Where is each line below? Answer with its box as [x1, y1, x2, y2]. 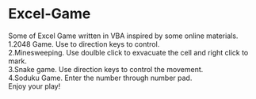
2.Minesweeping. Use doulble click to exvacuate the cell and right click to [8, 48, 249, 57]
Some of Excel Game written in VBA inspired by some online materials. [8, 31, 239, 40]
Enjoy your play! [8, 81, 61, 91]
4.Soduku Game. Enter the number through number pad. [8, 73, 193, 82]
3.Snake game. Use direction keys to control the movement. [8, 64, 204, 74]
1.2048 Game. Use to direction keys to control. [8, 39, 160, 48]
